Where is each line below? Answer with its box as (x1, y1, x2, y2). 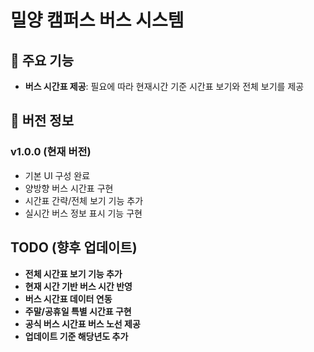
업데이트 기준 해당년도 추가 (24, 330, 129, 342)
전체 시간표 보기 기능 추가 (24, 267, 123, 280)
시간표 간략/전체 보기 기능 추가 (24, 194, 144, 206)
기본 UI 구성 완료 (24, 169, 91, 181)
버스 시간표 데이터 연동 (24, 292, 113, 305)
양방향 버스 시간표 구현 (24, 182, 114, 194)
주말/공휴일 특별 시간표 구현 (24, 305, 132, 317)
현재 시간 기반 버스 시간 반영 (24, 280, 133, 292)
